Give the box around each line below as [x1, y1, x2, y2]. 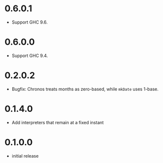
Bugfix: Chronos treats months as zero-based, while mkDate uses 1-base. [11, 86, 159, 92]
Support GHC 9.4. [11, 53, 48, 58]
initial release [11, 153, 39, 159]
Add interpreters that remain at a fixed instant [11, 119, 104, 125]
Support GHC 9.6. [11, 19, 48, 25]
